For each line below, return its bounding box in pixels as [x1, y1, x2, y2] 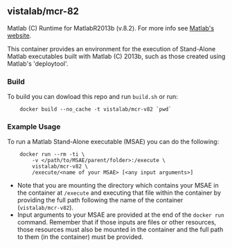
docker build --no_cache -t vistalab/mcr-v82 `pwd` [19, 106, 172, 113]
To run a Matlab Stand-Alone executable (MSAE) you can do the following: [7, 138, 220, 146]
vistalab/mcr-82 [7, 6, 80, 17]
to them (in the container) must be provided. [17, 233, 144, 241]
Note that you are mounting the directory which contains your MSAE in [17, 181, 220, 190]
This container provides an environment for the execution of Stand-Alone [7, 44, 216, 53]
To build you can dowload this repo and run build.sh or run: [7, 93, 179, 101]
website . [7, 31, 32, 39]
